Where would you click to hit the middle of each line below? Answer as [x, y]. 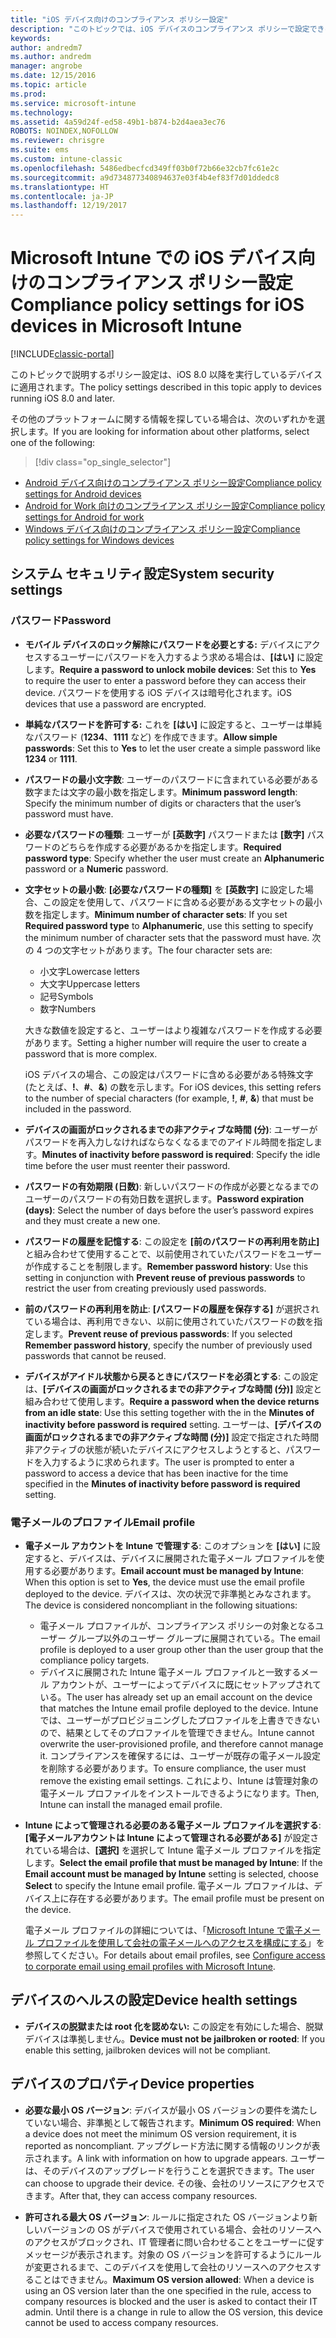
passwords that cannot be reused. [95, 1355]
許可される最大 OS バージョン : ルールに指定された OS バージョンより [167, 2217]
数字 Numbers [68, 1008]
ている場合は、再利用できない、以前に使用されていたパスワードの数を [169, 1321]
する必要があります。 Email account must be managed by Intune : [169, 1571]
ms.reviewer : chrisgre [57, 141]
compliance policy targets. [94, 1660]
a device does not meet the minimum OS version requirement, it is [160, 2133]
